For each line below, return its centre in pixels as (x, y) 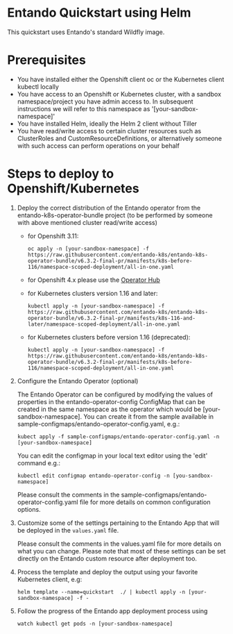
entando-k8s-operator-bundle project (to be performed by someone (115, 215)
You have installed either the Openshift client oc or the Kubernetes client (121, 79)
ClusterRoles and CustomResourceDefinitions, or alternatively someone (119, 138)
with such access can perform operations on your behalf (98, 145)
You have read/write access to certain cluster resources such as (109, 131)
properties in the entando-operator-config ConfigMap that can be (111, 401)
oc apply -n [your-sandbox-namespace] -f (88, 249)
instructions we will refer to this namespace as (84, 108)
